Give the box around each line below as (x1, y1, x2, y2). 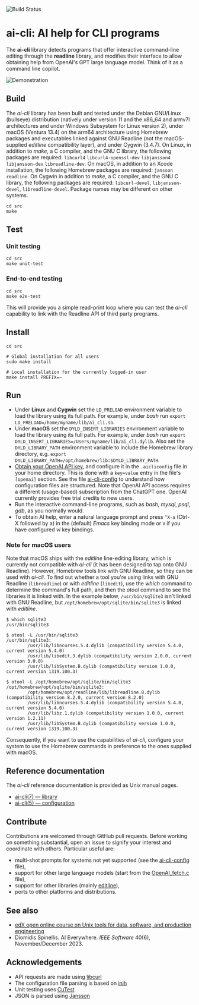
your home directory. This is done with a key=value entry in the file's (14, 470, 181, 477)
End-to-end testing (6, 275, 63, 283)
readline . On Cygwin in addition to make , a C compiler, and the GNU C (6, 172, 179, 179)
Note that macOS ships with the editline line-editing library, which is (6, 555, 172, 562)
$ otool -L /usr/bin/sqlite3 (6, 632, 78, 638)
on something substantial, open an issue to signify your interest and (6, 839, 172, 846)
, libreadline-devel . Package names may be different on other (19, 185, 173, 193)
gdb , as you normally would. (14, 507, 84, 514)
